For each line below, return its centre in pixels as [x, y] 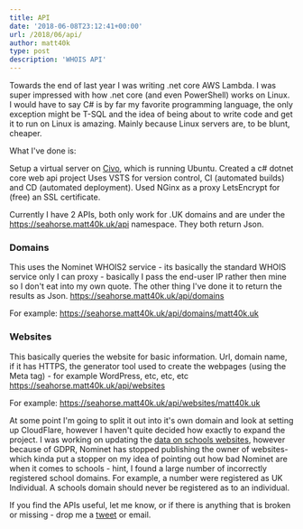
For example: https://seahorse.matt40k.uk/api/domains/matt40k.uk [134, 313]
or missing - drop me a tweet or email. [80, 515]
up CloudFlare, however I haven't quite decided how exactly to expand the [147, 430]
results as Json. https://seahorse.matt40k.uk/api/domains [117, 296]
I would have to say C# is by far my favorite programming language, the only [151, 104]
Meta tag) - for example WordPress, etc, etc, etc [99, 376]
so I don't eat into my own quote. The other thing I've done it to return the [146, 286]
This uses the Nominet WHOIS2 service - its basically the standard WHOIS [148, 267]
